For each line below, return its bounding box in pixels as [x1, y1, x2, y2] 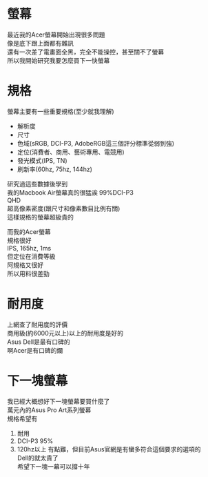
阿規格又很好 [7, 260, 43, 269]
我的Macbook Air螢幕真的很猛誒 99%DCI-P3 [7, 188, 134, 197]
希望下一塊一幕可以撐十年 [17, 462, 90, 470]
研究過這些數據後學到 [7, 179, 67, 188]
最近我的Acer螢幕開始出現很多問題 [7, 30, 105, 39]
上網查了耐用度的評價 [7, 320, 67, 329]
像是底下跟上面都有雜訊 [7, 39, 74, 47]
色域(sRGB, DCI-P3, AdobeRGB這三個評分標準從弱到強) [17, 139, 174, 147]
